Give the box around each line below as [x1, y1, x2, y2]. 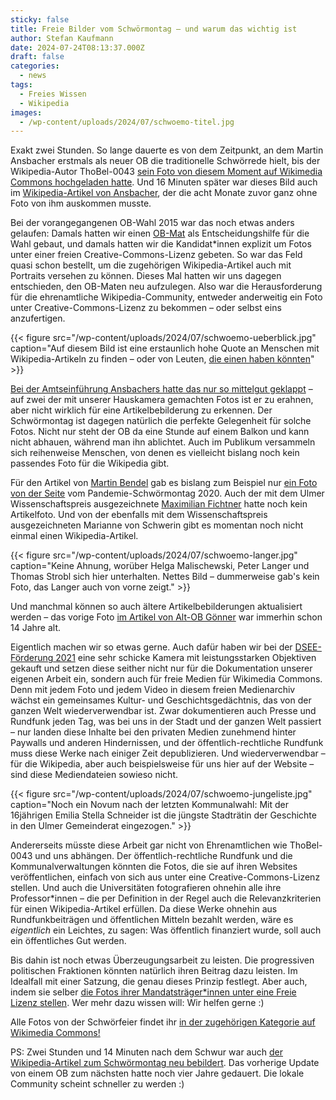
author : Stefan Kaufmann [10, 33, 114, 43]
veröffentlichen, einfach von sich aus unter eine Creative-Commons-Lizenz [10, 871, 321, 883]
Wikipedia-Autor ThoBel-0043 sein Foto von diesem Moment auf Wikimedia [10, 166, 323, 178]
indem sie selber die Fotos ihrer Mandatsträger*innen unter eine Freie [10, 986, 297, 998]
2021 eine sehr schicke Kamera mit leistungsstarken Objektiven [55, 652, 317, 664]
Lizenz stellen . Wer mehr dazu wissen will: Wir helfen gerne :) [10, 997, 265, 1009]
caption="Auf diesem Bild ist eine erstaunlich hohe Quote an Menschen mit [10, 342, 320, 355]
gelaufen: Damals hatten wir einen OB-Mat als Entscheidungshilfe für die [10, 227, 310, 240]
